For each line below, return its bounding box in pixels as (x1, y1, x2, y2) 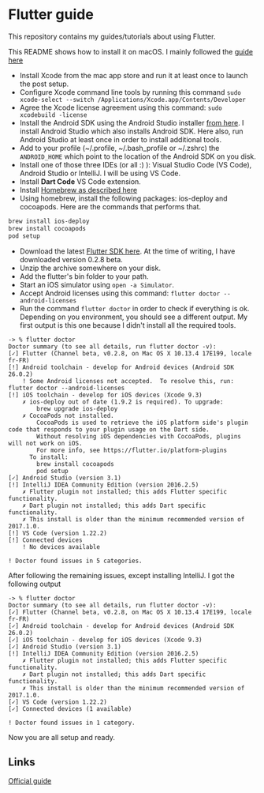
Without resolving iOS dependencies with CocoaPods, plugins (36, 432, 242, 440)
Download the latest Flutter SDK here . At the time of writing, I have (19, 246, 236, 256)
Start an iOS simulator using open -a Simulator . (19, 280, 175, 289)
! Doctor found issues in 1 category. (8, 719, 136, 727)
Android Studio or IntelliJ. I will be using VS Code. (19, 168, 181, 178)
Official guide (8, 776, 52, 786)
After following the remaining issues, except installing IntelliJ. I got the (8, 570, 235, 580)
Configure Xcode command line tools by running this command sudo (19, 87, 242, 96)
